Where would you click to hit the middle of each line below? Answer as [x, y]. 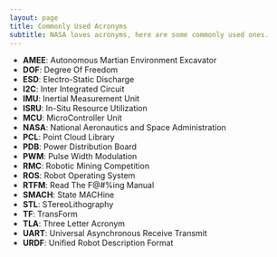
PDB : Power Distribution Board [80, 147]
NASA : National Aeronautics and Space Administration [124, 128]
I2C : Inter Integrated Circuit [73, 89]
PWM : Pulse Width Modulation [80, 157]
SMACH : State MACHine [68, 195]
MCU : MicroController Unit [72, 118]
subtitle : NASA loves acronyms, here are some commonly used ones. [139, 34]
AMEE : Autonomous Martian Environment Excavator [119, 61]
